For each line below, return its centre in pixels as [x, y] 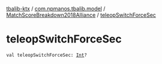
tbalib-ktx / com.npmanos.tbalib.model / [56, 9]
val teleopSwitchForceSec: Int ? [46, 55]
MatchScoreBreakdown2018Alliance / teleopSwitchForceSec [81, 15]
